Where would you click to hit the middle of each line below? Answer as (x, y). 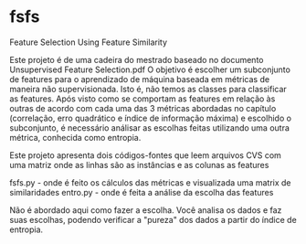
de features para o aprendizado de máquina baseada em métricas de (140, 79)
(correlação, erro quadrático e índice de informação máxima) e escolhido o (151, 118)
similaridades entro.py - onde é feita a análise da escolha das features (142, 192)
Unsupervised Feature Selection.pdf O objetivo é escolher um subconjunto (150, 69)
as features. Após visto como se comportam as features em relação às (142, 99)
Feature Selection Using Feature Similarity (88, 42)
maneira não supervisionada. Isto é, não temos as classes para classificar (148, 89)
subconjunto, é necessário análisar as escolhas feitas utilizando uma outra (150, 127)
